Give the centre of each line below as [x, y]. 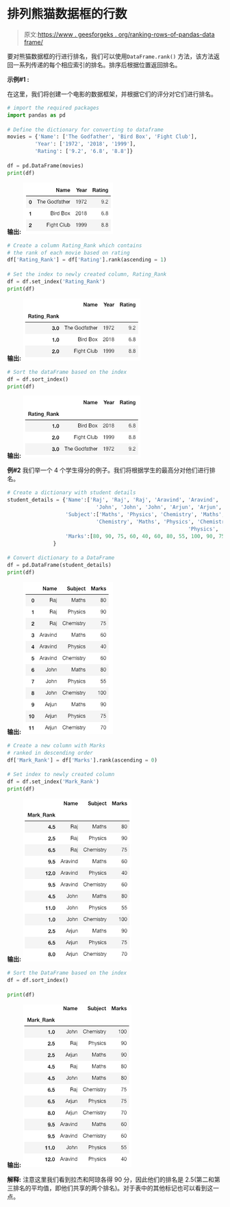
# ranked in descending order [50, 753]
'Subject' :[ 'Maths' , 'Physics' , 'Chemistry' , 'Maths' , [145, 515]
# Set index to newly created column [61, 775]
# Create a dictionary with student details [72, 493]
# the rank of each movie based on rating [68, 253]
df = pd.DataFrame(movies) [46, 165]
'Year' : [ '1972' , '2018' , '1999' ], [85, 144]
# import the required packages [53, 108]
